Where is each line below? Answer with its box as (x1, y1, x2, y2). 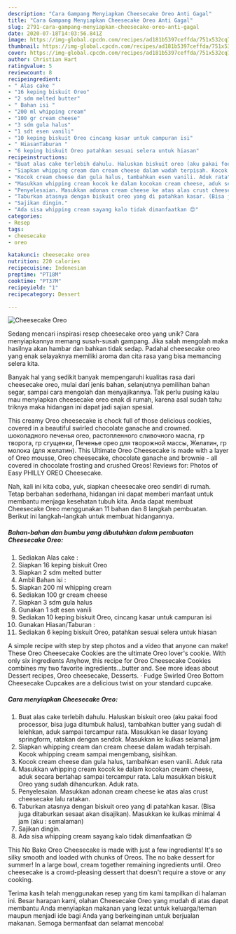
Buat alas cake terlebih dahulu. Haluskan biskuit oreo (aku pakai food (18, 713, 218, 721)
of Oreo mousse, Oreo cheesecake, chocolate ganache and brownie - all (8, 454, 218, 462)
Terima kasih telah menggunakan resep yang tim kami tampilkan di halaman (8, 889, 227, 897)
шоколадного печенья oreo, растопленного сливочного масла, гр (8, 431, 205, 440)
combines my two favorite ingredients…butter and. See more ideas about (8, 664, 219, 673)
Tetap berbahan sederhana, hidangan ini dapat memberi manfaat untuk (8, 489, 214, 499)
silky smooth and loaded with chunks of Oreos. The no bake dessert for (8, 853, 215, 862)
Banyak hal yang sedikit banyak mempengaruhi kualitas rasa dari (8, 373, 195, 381)
